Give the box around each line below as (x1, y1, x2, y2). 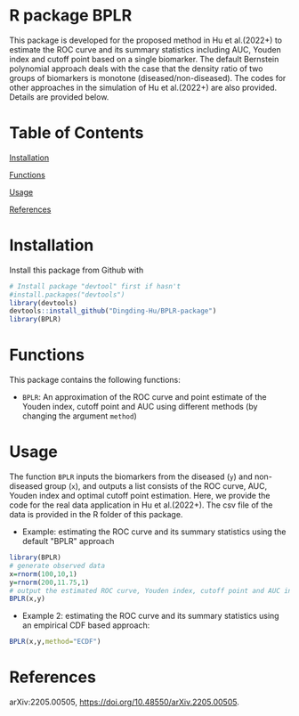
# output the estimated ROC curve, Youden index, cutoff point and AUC (9, 586, 280, 595)
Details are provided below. (9, 91, 109, 102)
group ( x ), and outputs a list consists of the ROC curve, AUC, (44, 481, 268, 492)
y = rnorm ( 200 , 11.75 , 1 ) (9, 578, 90, 587)
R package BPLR (9, 5, 133, 26)
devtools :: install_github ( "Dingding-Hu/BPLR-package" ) (9, 306, 217, 316)
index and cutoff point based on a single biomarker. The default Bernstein (9, 53, 279, 64)
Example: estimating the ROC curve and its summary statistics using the (21, 526, 287, 537)
